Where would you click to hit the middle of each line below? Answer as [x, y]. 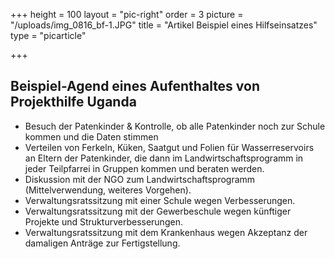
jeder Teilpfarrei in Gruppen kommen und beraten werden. [144, 168]
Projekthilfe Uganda [73, 102]
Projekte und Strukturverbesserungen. [103, 221]
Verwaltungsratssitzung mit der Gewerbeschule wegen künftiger [158, 211]
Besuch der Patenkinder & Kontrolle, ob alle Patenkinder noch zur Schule [175, 126]
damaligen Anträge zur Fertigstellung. [102, 243]
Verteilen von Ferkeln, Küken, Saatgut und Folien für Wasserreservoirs [169, 147]
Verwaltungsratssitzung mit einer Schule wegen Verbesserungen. [160, 200]
